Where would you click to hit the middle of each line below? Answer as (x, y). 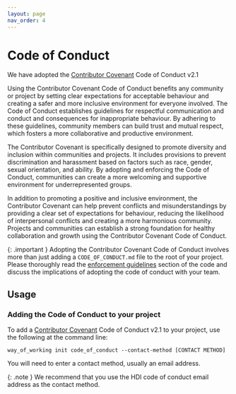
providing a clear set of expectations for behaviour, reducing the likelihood (116, 213)
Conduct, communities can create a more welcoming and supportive (107, 177)
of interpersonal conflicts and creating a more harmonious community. (110, 221)
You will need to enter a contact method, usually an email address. (104, 364)
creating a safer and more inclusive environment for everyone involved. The (118, 104)
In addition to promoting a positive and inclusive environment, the (102, 198)
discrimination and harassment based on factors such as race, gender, (110, 162)
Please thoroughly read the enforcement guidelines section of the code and (117, 265)
